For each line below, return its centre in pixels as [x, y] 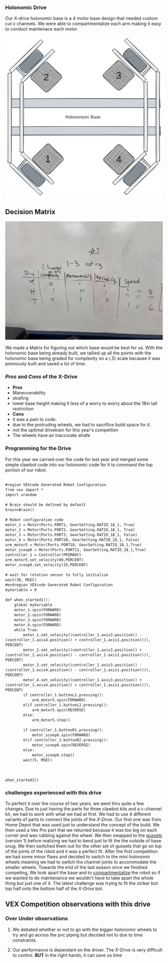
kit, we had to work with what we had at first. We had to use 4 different [78, 814]
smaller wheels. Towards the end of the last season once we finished [76, 867]
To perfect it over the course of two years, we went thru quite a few [75, 804]
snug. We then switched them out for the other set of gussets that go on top [83, 846]
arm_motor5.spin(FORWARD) [59, 700]
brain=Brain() [20, 510]
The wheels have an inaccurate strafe [51, 435]
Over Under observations [37, 918]
